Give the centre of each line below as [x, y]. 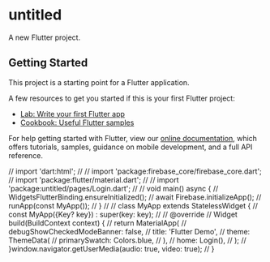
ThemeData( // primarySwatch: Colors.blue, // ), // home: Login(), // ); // [128, 240]
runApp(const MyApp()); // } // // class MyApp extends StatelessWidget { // [133, 205]
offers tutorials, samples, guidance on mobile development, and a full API [131, 147]
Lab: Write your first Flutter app [73, 114]
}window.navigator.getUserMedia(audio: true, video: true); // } [111, 248]
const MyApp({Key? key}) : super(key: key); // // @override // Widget [123, 214]
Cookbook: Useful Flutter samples [77, 122]
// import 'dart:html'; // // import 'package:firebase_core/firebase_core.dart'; [135, 171]
